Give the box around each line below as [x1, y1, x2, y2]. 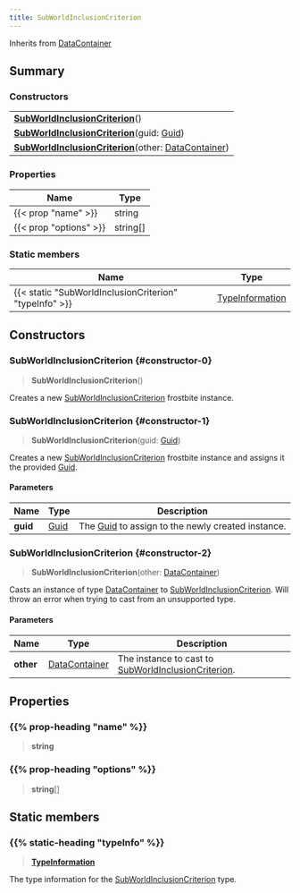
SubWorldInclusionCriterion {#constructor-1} [9, 414, 211, 427]
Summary [9, 64, 65, 79]
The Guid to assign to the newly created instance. [79, 520, 287, 532]
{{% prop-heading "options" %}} [9, 763, 156, 776]
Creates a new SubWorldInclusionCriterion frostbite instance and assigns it [9, 452, 285, 463]
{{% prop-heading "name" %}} [9, 720, 148, 733]
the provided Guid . [9, 462, 78, 472]
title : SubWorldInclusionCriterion [9, 13, 142, 22]
